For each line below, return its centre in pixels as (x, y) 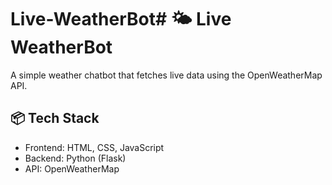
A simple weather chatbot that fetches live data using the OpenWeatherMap (166, 75)
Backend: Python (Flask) (75, 158)
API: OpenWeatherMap (72, 168)
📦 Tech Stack (55, 118)
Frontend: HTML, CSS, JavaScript (94, 147)
